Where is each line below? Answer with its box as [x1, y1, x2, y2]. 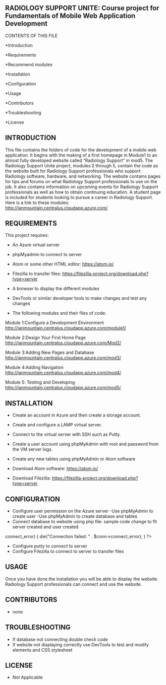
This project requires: [5, 232, 49, 238]
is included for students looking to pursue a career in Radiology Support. [5, 194, 154, 200]
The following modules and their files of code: [12, 310, 107, 316]
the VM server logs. [12, 446, 53, 452]
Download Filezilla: [12, 475, 51, 481]
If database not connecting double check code [12, 636, 108, 642]
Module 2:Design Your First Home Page [5, 335, 86, 341]
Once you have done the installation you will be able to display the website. [5, 576, 159, 582]
